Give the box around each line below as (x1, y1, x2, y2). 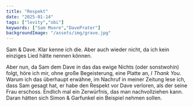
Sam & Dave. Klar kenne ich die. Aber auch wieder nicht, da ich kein (6, 46, 170, 53)
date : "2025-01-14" (6, 14, 54, 20)
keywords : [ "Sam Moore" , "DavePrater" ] (6, 24, 101, 31)
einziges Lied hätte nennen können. (6, 52, 92, 59)
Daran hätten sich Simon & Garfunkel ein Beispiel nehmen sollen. (6, 94, 163, 102)
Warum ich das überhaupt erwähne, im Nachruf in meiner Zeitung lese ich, (6, 76, 186, 83)
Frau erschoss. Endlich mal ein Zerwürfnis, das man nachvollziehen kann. (6, 88, 183, 95)
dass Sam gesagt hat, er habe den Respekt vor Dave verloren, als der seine (6, 82, 188, 89)
